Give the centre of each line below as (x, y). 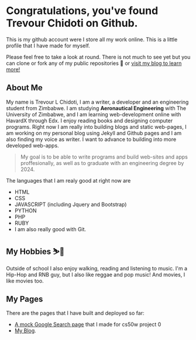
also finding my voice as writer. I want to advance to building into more (91, 139)
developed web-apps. (33, 145)
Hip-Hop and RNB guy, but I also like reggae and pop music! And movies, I (96, 274)
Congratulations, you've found (82, 11)
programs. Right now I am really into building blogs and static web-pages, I (96, 126)
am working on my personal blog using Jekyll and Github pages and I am (94, 133)
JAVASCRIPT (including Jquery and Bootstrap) (71, 204)
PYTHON (25, 210)
